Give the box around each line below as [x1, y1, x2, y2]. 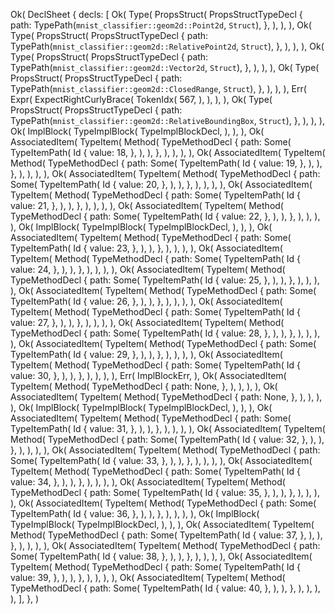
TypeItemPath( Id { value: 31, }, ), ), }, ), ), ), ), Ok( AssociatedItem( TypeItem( [10, 423, 326, 434]
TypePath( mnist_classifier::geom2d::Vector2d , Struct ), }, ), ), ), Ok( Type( [10, 62, 320, 73]
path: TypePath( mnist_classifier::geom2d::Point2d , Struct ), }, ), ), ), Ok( [10, 19, 312, 31]
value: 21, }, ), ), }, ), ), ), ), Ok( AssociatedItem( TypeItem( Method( [10, 200, 284, 211]
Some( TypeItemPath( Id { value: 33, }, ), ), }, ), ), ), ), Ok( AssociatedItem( [10, 455, 313, 466]
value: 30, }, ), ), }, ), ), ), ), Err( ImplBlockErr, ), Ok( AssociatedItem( [10, 370, 287, 381]
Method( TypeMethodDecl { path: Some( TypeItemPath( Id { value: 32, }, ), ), [10, 434, 325, 445]
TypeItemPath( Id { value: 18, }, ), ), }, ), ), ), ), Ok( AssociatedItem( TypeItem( [10, 147, 326, 158]
